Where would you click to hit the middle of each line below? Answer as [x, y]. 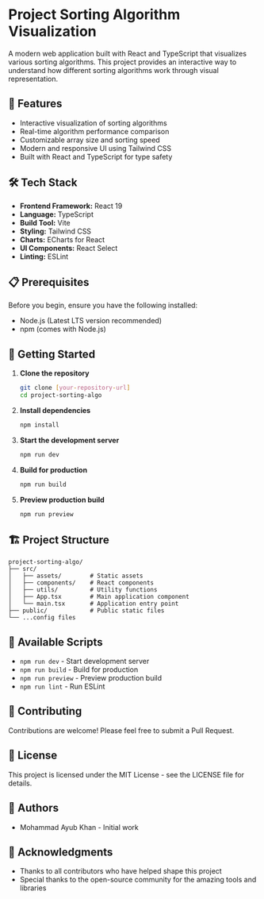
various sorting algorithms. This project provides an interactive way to [122, 62]
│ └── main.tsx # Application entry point [94, 604]
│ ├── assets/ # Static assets [76, 576]
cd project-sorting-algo [61, 395]
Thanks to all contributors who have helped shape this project [121, 871]
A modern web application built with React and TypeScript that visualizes [128, 53]
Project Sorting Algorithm [94, 15]
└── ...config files [42, 618]
